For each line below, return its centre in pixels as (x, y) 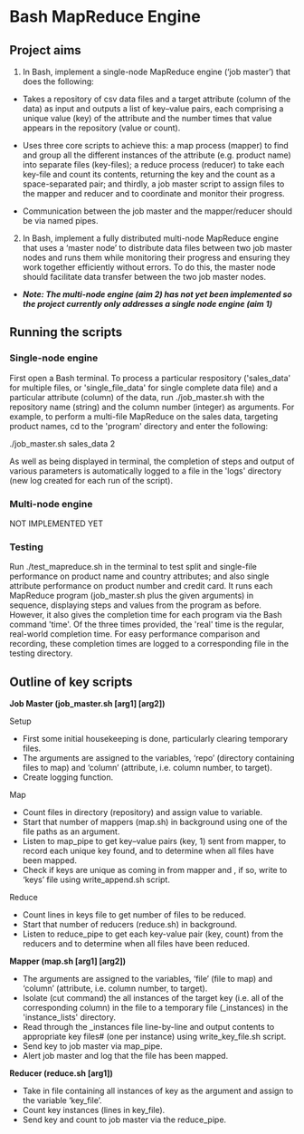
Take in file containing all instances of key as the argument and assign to (158, 1091)
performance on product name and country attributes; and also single (139, 576)
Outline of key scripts (71, 682)
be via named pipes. (60, 221)
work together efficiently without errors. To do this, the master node (149, 267)
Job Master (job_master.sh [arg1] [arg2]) (87, 704)
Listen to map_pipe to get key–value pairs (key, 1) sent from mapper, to (154, 841)
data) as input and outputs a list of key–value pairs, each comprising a (153, 109)
